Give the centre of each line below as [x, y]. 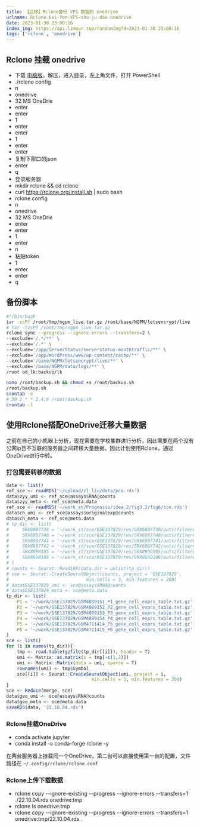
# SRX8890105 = [30, 552]
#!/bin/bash [21, 316]
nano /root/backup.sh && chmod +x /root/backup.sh [70, 383]
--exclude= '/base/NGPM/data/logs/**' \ [56, 366]
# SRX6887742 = [30, 546]
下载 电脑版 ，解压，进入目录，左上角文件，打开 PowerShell [87, 75]
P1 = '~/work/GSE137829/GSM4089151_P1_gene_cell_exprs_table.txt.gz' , [106, 602]
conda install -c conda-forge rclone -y [62, 744]
